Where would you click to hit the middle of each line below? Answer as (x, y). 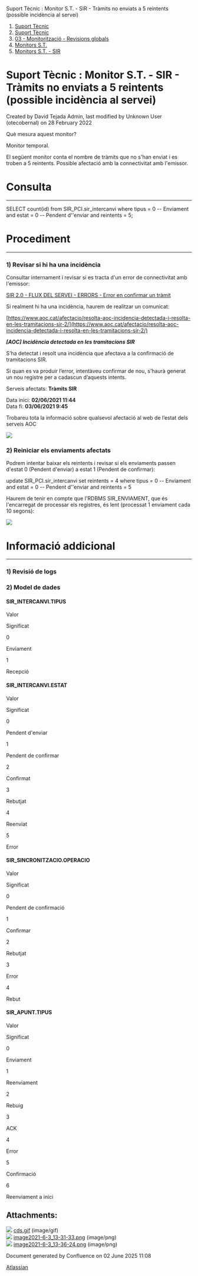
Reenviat (17, 824)
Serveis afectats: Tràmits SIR (42, 389)
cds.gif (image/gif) (36, 1230)
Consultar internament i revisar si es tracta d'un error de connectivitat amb (97, 278)
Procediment (38, 239)
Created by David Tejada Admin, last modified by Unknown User (84, 116)
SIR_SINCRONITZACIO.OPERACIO (48, 860)
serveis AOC (21, 424)
